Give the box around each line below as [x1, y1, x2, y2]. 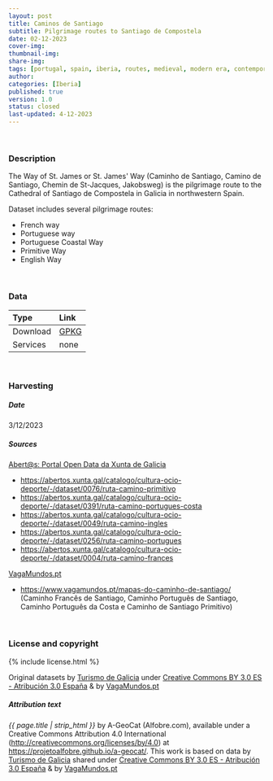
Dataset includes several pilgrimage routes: [8, 204, 154, 214]
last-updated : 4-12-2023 [8, 111, 93, 119]
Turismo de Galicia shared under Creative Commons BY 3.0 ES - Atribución [8, 754, 260, 765]
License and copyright [8, 638, 99, 649]
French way [19, 220, 60, 230]
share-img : [8, 58, 45, 66]
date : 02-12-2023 [8, 34, 67, 43]
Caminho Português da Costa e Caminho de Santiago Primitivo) [19, 602, 233, 612]
